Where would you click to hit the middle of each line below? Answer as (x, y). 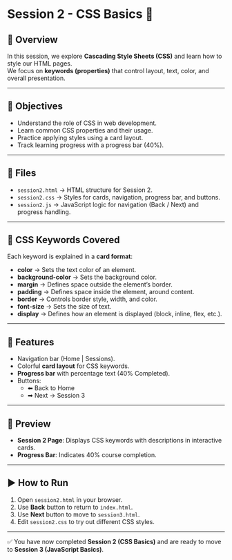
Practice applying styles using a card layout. (80, 137)
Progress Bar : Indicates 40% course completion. (87, 455)
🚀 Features (31, 342)
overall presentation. (36, 78)
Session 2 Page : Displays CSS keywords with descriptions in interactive (119, 441)
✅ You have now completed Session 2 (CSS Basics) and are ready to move (114, 541)
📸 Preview (29, 424)
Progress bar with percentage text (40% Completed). (94, 374)
